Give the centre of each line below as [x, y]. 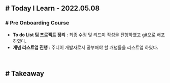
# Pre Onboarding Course [37, 23]
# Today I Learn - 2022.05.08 [53, 8]
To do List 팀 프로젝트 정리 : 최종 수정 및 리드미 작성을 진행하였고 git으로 [84, 35]
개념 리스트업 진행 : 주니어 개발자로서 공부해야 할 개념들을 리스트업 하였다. [86, 47]
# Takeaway [25, 74]
